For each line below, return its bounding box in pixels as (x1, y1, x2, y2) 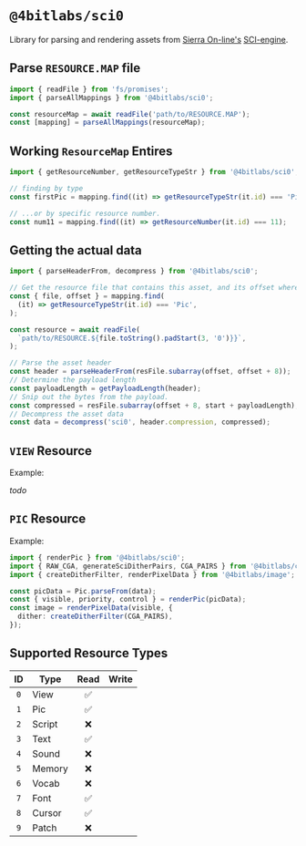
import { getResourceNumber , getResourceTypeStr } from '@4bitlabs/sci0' (9, 168, 296, 177)
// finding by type (9, 183, 84, 193)
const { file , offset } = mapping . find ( (9, 292, 166, 301)
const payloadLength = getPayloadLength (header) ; (9, 384, 202, 393)
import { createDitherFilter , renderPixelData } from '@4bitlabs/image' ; (9, 570, 296, 579)
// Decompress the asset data (9, 409, 125, 418)
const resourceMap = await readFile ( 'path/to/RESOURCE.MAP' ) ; (9, 109, 250, 119)
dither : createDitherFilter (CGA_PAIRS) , (17, 612, 173, 622)
